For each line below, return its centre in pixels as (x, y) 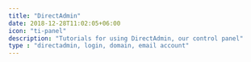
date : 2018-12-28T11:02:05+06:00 (65, 23)
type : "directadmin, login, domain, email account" (99, 46)
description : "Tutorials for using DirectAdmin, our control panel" (126, 38)
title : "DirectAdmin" (45, 16)
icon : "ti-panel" (38, 31)
